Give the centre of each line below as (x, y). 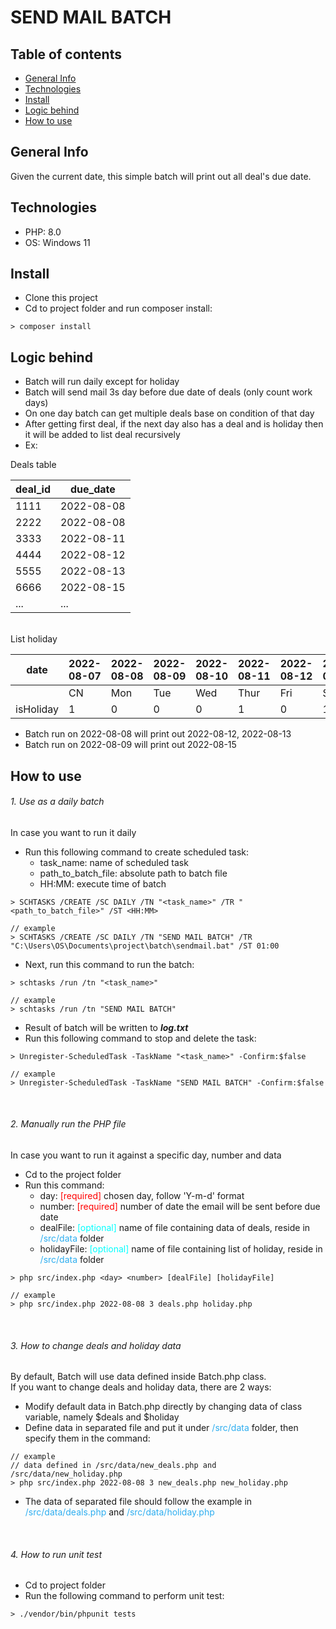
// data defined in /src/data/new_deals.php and (113, 1466)
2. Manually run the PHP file (68, 1124)
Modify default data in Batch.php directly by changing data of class (163, 1407)
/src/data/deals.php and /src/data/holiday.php (119, 1512)
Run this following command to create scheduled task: (137, 852)
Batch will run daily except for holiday (102, 382)
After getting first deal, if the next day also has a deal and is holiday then (174, 424)
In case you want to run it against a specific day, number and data (146, 1155)
